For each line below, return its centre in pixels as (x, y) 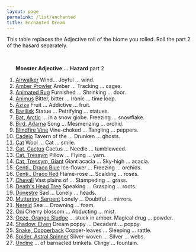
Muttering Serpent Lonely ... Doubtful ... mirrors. (74, 199)
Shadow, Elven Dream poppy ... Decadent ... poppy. (78, 224)
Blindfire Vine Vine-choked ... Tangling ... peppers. (77, 130)
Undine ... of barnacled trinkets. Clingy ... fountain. (77, 243)
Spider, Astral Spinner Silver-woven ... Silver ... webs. (80, 237)
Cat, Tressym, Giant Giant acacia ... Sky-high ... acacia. (82, 161)
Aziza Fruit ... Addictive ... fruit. (53, 105)
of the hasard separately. (37, 45)
